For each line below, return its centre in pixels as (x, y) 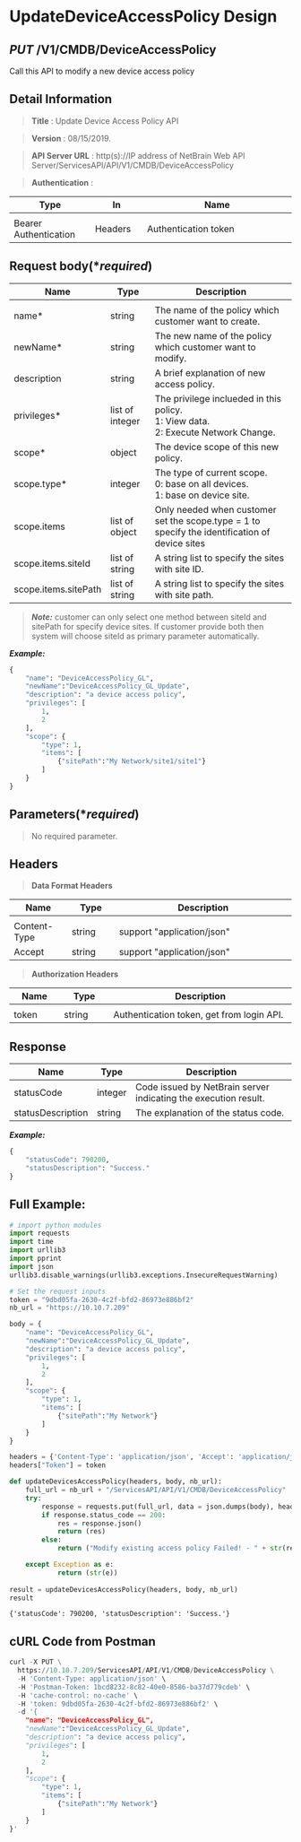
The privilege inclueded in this (218, 398)
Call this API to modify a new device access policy (102, 71)
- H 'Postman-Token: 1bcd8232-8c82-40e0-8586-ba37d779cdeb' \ (134, 1687)
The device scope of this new (217, 447)
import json (31, 1266)
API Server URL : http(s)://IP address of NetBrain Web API (138, 155)
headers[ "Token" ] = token (57, 1465)
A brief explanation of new (210, 372)
